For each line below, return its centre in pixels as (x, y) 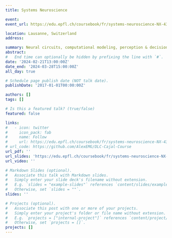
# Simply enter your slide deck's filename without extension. (76, 180)
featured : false (23, 114)
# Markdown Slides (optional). (39, 170)
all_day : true (20, 71)
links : (12, 123)
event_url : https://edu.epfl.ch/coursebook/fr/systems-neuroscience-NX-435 (88, 24)
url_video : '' (20, 161)
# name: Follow (26, 137)
